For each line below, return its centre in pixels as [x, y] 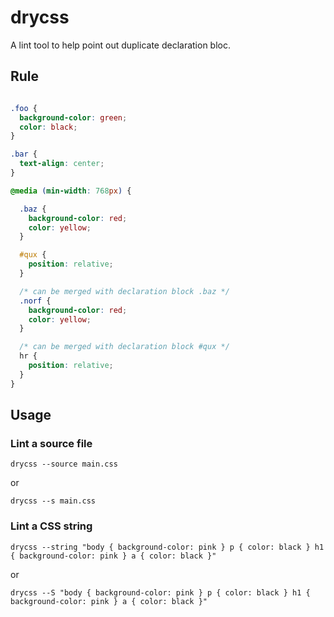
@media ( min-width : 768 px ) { [71, 191]
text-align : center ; [62, 164]
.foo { [24, 108]
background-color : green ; [73, 117]
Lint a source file [51, 443]
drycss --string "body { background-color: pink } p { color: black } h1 [167, 547]
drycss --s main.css [53, 501]
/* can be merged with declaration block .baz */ [124, 291]
